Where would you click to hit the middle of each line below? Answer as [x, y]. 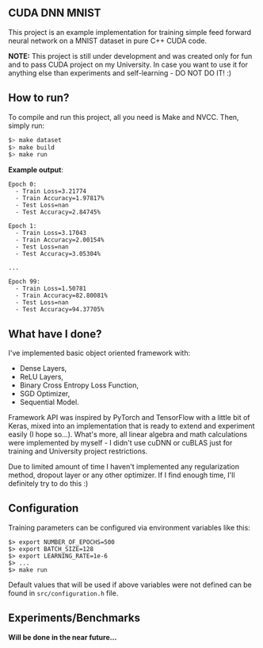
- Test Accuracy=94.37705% [60, 310]
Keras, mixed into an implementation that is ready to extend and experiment [131, 426]
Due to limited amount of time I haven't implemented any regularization [124, 467]
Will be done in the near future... [63, 637]
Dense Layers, [43, 368]
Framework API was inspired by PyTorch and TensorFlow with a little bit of [129, 418]
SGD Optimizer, [45, 394]
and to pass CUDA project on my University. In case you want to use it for [128, 64]
